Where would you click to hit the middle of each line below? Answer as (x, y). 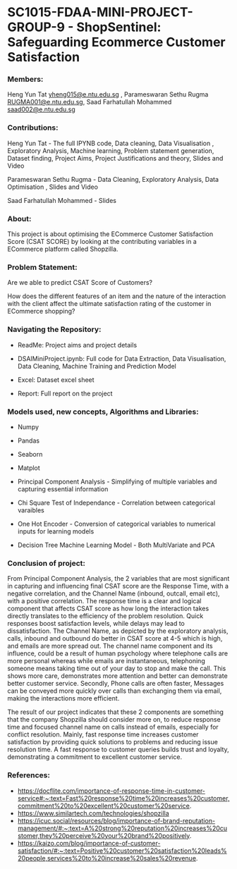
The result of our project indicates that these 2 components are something (116, 712)
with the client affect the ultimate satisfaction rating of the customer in (109, 304)
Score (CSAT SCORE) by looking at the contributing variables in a (102, 242)
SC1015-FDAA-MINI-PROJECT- (101, 12)
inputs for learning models (56, 531)
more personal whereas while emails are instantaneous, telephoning (107, 661)
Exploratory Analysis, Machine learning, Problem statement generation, (111, 150)
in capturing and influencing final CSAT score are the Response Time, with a (118, 586)
